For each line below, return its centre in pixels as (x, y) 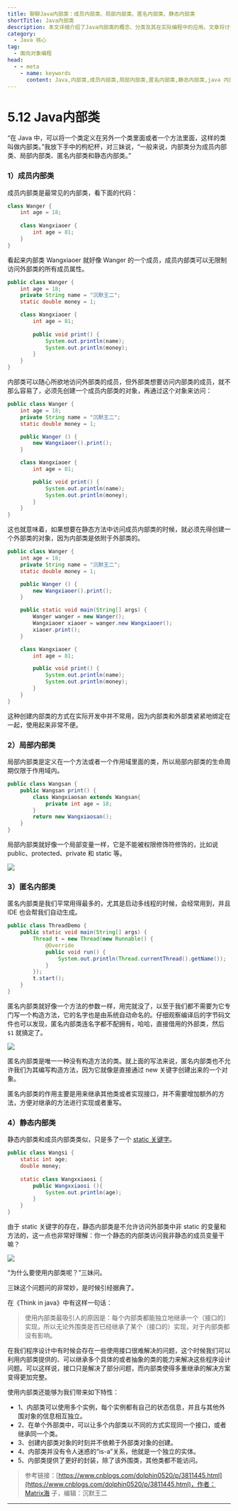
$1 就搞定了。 (27, 1032)
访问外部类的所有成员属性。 (48, 268)
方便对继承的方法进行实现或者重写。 (72, 1102)
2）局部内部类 (32, 745)
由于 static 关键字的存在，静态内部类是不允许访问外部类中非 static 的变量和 (117, 1227)
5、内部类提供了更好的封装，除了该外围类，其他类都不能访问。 (109, 1460)
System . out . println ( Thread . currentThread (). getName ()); (142, 958)
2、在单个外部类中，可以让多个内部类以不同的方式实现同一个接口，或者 (122, 1425)
